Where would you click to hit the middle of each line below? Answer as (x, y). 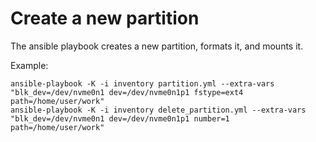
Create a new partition (105, 18)
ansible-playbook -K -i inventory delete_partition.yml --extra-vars (158, 110)
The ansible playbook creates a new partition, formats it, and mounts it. (157, 46)
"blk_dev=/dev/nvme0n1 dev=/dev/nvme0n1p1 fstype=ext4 (127, 92)
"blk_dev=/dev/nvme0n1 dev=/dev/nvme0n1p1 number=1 (120, 118)
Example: (29, 65)
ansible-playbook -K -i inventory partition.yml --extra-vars (142, 83)
